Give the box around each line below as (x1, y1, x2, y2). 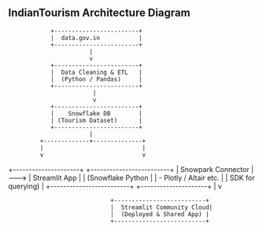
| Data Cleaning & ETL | (50, 68, 143, 76)
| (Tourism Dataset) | (50, 116, 143, 124)
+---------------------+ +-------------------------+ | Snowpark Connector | (8, 164, 254, 174)
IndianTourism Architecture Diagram (8, 6, 191, 20)
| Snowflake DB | (50, 109, 143, 117)
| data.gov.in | (50, 34, 143, 42)
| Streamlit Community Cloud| (109, 203, 213, 211)
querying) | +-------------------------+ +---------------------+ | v (8, 181, 222, 191)
